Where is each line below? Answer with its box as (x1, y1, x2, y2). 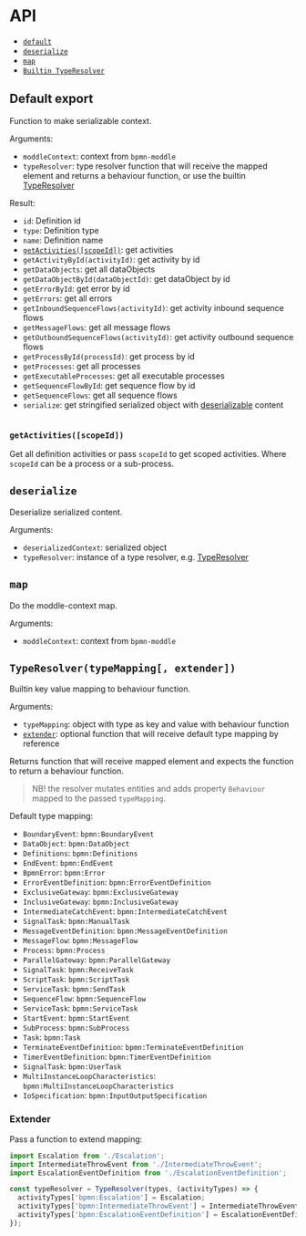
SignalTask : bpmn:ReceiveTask (22, 964, 134, 975)
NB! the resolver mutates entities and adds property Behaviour (31, 784, 266, 795)
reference (22, 738, 60, 749)
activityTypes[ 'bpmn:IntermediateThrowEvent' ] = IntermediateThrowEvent (17, 1201, 300, 1211)
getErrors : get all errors (22, 293, 112, 304)
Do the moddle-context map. (9, 599, 118, 611)
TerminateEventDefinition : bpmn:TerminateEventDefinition (22, 1042, 244, 1053)
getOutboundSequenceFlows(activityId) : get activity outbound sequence (22, 331, 294, 342)
